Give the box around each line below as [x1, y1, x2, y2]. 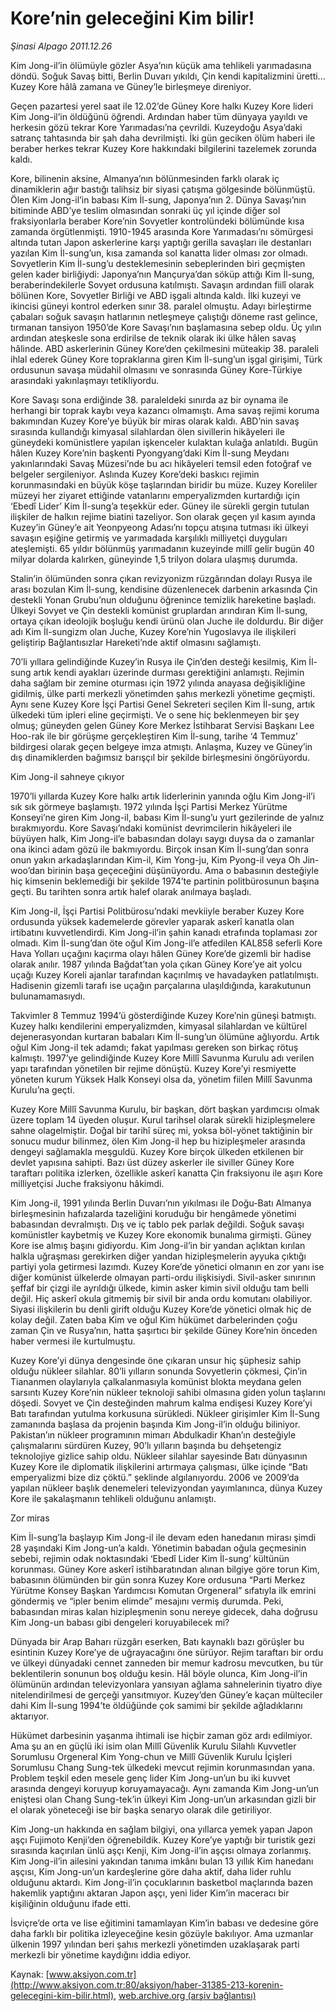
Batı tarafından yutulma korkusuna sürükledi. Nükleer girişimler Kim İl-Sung [10, 1407, 320, 1419]
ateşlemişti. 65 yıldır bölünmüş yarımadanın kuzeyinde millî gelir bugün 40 [10, 542, 315, 554]
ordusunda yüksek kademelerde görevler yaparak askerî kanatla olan [10, 915, 295, 927]
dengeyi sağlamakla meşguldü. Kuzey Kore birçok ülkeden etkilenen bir [10, 1145, 304, 1157]
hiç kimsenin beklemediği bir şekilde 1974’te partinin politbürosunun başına [10, 875, 320, 887]
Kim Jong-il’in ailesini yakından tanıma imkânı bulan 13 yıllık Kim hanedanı [10, 1855, 314, 1867]
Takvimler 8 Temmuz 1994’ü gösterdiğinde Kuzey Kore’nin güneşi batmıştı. [10, 1009, 317, 1021]
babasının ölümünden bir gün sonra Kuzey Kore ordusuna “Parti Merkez [10, 1573, 306, 1586]
